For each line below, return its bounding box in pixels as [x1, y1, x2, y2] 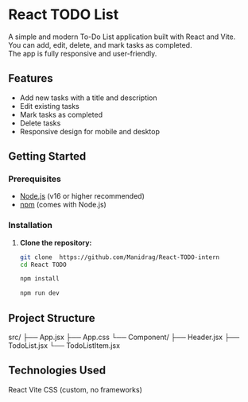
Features [8, 72, 53, 85]
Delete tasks [19, 118, 61, 128]
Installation [8, 220, 53, 231]
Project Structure [8, 311, 95, 325]
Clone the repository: [19, 238, 92, 247]
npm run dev [19, 289, 60, 297]
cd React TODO [19, 261, 67, 269]
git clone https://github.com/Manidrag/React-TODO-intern [19, 253, 220, 261]
